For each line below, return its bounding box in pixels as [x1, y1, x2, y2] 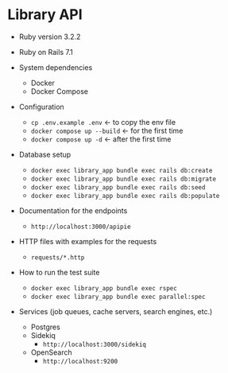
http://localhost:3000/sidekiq [42, 340, 146, 348]
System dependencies [18, 62, 93, 72]
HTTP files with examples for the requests [18, 236, 157, 246]
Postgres [30, 322, 60, 332]
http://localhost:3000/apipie [30, 223, 132, 231]
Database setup [18, 150, 71, 159]
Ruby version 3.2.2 [18, 32, 81, 41]
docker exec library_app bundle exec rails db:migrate [30, 175, 216, 183]
